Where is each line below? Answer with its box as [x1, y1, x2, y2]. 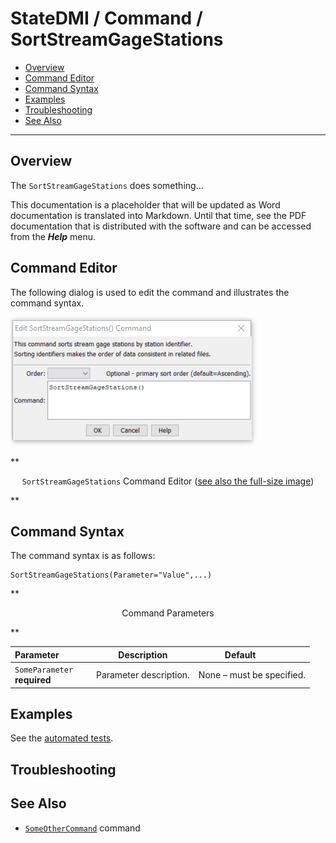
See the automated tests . [10, 732, 114, 744]
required [14, 674, 52, 686]
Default [224, 648, 257, 661]
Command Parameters [121, 607, 215, 619]
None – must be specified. [198, 668, 307, 681]
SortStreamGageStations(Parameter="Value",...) [10, 570, 213, 581]
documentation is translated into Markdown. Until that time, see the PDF [10, 209, 307, 221]
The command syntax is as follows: [10, 550, 156, 562]
